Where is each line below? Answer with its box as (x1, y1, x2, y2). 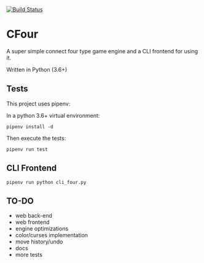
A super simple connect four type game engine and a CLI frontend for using (6, 47, 198, 55)
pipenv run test (6, 146, 48, 153)
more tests (15, 251, 43, 259)
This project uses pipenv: (6, 100, 71, 107)
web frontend (15, 218, 50, 226)
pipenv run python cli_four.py (6, 179, 87, 185)
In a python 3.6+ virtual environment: (6, 112, 100, 119)
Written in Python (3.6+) (6, 66, 68, 73)
